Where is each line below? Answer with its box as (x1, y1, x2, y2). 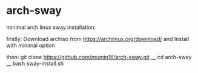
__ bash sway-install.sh (6, 60, 64, 67)
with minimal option (6, 42, 56, 49)
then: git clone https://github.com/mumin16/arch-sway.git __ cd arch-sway (6, 53, 192, 60)
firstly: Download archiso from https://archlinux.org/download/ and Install (6, 35, 190, 42)
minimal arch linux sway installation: (6, 24, 96, 31)
